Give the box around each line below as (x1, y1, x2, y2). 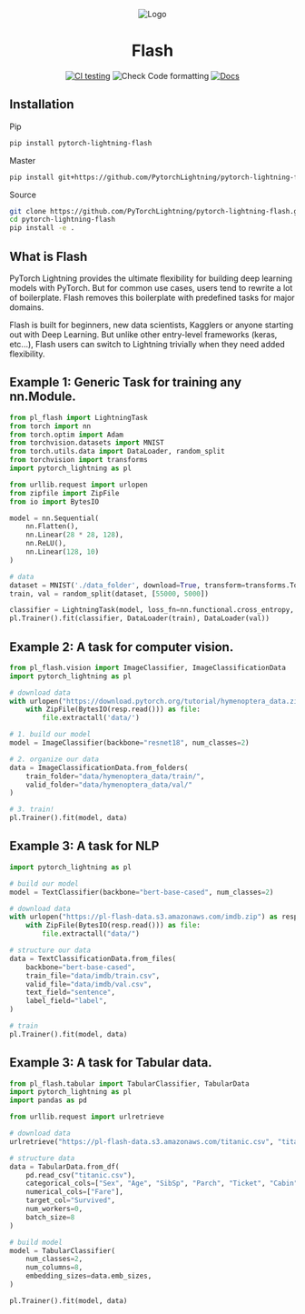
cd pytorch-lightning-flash (9, 215, 116, 225)
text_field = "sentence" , (25, 988, 116, 998)
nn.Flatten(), (25, 522, 79, 531)
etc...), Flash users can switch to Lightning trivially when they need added (9, 338, 286, 349)
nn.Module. (9, 389, 77, 405)
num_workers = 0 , (25, 1205, 84, 1214)
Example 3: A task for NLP (9, 838, 160, 854)
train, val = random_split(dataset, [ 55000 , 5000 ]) (9, 589, 209, 598)
